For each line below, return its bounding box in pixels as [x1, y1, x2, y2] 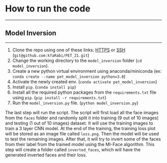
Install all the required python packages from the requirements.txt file [12, 89, 157, 95]
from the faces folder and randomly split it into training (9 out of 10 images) [5, 115, 159, 121]
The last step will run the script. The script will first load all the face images [5, 109, 159, 115]
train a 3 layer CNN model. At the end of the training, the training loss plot [5, 125, 156, 131]
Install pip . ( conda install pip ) [12, 84, 76, 90]
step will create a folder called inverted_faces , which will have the [5, 147, 141, 153]
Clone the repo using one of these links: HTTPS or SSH [12, 47, 126, 53]
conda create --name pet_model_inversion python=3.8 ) [12, 73, 126, 79]
